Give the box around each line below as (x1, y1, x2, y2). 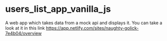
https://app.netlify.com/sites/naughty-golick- (46, 25, 139, 31)
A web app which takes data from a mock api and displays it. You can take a (5, 20, 162, 26)
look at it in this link (5, 25, 45, 31)
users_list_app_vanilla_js (5, 3, 111, 15)
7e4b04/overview (5, 30, 42, 36)
